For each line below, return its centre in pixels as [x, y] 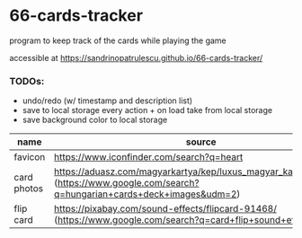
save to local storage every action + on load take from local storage [147, 110]
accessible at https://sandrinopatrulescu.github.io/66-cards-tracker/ [136, 57]
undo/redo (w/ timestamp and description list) [107, 101]
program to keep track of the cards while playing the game [118, 40]
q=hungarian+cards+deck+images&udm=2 [145, 194]
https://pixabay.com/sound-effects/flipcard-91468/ [165, 209]
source [201, 142]
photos [28, 189]
